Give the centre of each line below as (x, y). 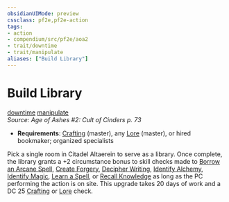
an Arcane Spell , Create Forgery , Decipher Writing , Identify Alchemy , (105, 169)
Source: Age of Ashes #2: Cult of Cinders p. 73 (74, 119)
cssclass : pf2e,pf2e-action (48, 20)
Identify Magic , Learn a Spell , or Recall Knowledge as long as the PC (105, 176)
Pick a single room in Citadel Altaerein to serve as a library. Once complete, (115, 154)
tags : (15, 26)
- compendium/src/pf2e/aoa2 (48, 40)
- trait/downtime (32, 46)
